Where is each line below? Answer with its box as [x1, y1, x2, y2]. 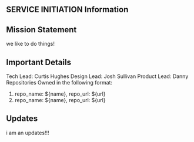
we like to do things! [6, 40, 55, 48]
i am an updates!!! [6, 129, 49, 136]
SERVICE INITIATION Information [6, 5, 129, 15]
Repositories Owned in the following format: [6, 79, 113, 86]
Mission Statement [6, 25, 77, 35]
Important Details [6, 57, 72, 67]
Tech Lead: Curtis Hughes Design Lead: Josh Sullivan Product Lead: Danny [6, 73, 189, 80]
